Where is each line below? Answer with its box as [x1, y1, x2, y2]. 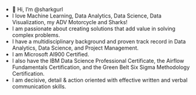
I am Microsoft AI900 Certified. [11, 51, 90, 57]
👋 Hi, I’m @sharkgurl [11, 6, 64, 13]
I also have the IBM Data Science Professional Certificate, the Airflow [11, 57, 185, 64]
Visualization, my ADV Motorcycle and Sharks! [11, 19, 128, 25]
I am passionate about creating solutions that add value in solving [11, 25, 175, 32]
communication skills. [11, 83, 67, 90]
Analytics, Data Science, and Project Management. [11, 44, 139, 51]
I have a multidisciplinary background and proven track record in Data [11, 38, 186, 45]
